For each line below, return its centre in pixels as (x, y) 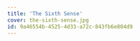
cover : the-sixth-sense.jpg (48, 20)
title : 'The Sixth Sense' (45, 14)
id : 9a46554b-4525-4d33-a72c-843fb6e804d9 (70, 26)
